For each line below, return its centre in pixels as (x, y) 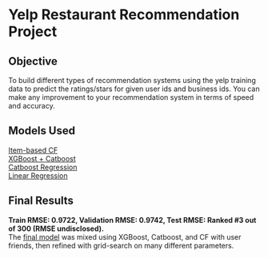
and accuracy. (32, 106)
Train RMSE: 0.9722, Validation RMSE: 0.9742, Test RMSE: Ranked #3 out (132, 220)
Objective (33, 61)
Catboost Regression (43, 167)
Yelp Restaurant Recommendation (124, 15)
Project (33, 32)
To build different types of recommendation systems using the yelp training (132, 80)
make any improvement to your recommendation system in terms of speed (131, 97)
